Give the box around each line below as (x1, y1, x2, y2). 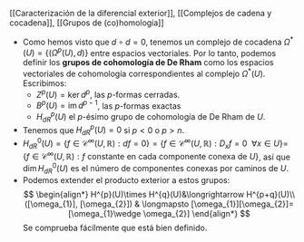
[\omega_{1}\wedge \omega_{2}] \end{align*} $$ (67, 208, 251, 218)
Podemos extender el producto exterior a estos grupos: (22, 174, 230, 185)
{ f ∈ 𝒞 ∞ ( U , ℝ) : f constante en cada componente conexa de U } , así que (22, 150, 290, 162)
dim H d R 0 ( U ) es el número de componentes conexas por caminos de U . (22, 161, 289, 176)
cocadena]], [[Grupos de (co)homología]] (9, 17, 165, 28)
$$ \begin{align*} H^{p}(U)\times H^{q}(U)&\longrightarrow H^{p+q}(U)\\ (23, 189, 296, 199)
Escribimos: (22, 77, 67, 89)
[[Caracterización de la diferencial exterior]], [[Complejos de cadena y (9, 8, 272, 18)
